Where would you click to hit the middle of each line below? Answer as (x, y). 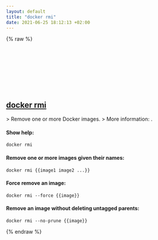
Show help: (20, 132)
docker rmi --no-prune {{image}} (47, 221)
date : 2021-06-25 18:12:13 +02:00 (48, 22)
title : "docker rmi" (31, 17)
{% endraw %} (24, 232)
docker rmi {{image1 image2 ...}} (48, 170)
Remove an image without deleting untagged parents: (73, 208)
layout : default (26, 11)
